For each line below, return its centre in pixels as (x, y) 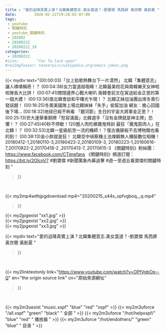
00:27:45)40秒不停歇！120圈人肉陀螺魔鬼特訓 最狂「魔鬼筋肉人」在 (91, 124)
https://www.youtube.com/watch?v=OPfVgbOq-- (109, 272)
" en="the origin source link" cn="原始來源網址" (57, 278)
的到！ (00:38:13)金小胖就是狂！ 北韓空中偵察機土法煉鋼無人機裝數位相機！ (83, 137)
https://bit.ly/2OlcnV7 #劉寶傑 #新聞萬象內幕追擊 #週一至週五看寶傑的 (77, 161)
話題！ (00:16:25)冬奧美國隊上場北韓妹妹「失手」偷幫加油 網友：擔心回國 (84, 105)
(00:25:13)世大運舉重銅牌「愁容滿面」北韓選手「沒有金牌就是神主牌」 (77, 118)
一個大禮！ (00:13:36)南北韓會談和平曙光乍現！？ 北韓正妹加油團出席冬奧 (80, 99)
